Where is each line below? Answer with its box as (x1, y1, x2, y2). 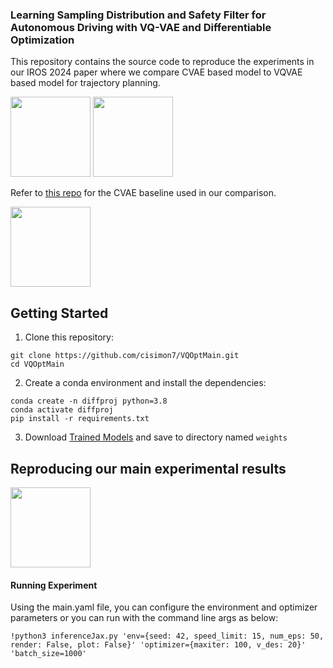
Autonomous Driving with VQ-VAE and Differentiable (10, 20, 272, 34)
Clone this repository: (24, 331, 114, 343)
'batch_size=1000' (10, 649, 87, 659)
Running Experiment (10, 579, 98, 591)
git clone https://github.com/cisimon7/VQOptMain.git (10, 351, 240, 361)
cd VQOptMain (10, 359, 65, 370)
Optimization (10, 33, 75, 47)
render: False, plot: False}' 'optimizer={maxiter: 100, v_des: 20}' (10, 640, 307, 650)
